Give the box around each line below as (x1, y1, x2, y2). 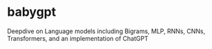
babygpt (7, 4, 56, 20)
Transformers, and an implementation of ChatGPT (7, 34, 149, 42)
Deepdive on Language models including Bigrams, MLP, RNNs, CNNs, (7, 27, 205, 35)
